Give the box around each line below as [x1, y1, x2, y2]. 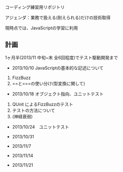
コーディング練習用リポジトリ [5, 4, 65, 10]
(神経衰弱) [12, 113, 33, 119]
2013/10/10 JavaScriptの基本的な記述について [12, 65, 104, 71]
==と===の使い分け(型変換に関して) [12, 80, 85, 86]
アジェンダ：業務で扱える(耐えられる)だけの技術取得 [5, 15, 111, 21]
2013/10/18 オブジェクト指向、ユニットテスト [12, 91, 104, 97]
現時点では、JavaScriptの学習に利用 [5, 25, 78, 31]
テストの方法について [12, 107, 55, 113]
